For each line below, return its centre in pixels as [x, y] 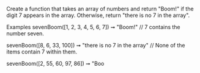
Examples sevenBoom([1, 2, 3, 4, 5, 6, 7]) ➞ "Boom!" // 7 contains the [93, 27]
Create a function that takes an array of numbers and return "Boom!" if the [100, 9]
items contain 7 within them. [42, 52]
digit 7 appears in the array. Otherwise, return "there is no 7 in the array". [98, 15]
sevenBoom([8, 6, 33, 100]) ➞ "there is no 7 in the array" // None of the [96, 45]
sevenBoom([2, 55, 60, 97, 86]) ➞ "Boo [55, 64]
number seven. [25, 33]
